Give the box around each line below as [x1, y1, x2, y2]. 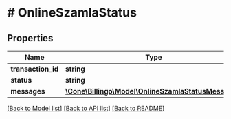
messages [10, 87, 45, 96]
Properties [7, 32, 54, 44]
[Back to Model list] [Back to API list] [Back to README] [7, 105, 165, 112]
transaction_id [10, 64, 59, 74]
